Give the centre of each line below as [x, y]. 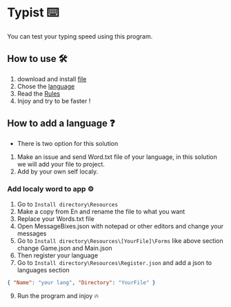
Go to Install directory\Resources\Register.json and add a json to [114, 262]
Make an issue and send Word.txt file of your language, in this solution [117, 157]
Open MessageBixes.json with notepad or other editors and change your [120, 226]
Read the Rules [39, 94]
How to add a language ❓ [61, 124]
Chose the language [46, 86]
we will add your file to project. [61, 164]
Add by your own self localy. [58, 171]
